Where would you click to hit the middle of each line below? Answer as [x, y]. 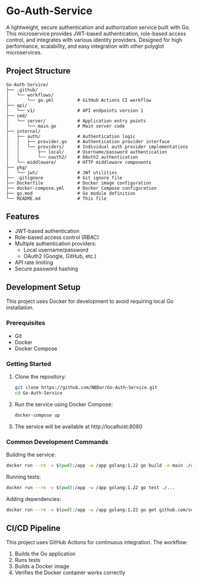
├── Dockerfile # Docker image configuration [79, 183]
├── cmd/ [17, 116]
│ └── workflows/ [30, 95]
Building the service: [31, 454]
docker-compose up [37, 415]
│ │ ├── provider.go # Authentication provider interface [88, 141]
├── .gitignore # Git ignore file [64, 178]
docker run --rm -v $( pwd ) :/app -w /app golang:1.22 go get [82, 510]
